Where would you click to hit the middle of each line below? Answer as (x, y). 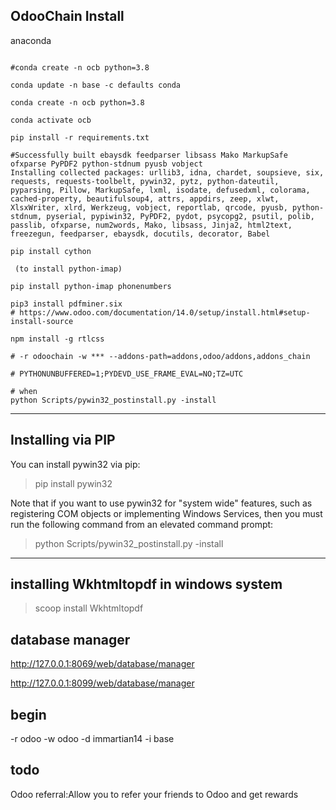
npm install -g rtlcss (57, 339)
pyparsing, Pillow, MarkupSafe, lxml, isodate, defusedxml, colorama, (160, 190)
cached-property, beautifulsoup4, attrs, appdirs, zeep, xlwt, (145, 199)
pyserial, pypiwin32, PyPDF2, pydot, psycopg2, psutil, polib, (180, 216)
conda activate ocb (51, 120)
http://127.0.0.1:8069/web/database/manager (102, 664)
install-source (42, 321)
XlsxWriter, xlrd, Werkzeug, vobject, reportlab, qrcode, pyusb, (149, 207)
